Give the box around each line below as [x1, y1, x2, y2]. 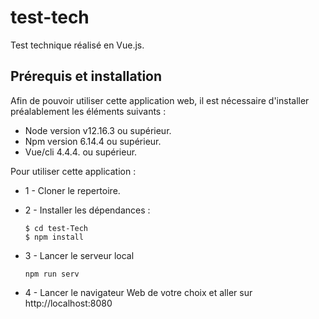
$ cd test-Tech [24, 223, 89, 233]
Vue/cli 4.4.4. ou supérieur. [24, 146, 138, 158]
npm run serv [24, 269, 80, 279]
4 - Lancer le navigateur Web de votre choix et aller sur [24, 286, 253, 298]
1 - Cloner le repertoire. [24, 184, 121, 196]
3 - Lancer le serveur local [24, 249, 135, 261]
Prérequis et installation [10, 68, 163, 85]
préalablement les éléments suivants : [10, 105, 167, 117]
